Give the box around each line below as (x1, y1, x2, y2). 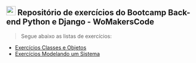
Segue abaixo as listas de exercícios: (20, 32, 112, 39)
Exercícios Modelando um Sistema (14, 50, 100, 57)
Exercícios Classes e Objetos (14, 44, 87, 51)
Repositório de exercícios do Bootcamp (17, 8, 167, 18)
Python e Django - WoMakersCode (22, 17, 154, 27)
